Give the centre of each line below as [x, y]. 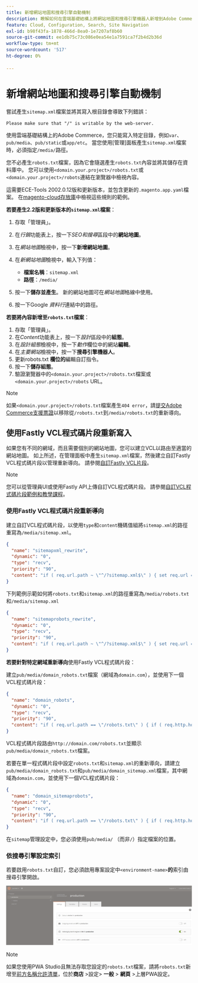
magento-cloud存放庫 [49, 197]
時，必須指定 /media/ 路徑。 [39, 150]
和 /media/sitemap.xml [32, 601]
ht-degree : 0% [24, 56]
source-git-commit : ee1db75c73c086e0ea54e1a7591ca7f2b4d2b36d [84, 37]
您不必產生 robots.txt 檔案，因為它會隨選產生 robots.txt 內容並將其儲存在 [95, 162]
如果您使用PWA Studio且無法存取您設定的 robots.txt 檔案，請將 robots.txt [96, 966]
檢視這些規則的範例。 [106, 197]
